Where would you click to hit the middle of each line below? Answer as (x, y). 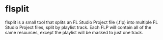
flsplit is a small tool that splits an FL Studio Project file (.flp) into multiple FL (81, 22)
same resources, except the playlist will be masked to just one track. (74, 32)
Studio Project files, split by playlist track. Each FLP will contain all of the (78, 27)
